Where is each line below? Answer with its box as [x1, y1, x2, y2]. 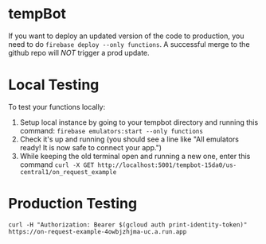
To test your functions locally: [8, 102, 106, 111]
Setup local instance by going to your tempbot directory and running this [19, 117, 259, 127]
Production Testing [8, 195, 138, 213]
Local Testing [8, 76, 100, 94]
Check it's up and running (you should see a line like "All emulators [19, 134, 239, 144]
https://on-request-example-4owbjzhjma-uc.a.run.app [8, 227, 187, 235]
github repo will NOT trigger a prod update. [8, 48, 150, 57]
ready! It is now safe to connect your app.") [19, 142, 162, 152]
